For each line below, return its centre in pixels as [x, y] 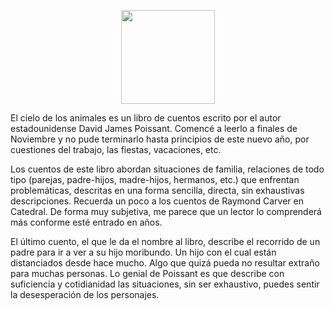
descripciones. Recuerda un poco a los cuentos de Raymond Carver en [157, 201]
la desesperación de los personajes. [85, 294]
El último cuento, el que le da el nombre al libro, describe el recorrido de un [165, 241]
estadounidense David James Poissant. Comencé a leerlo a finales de [154, 128]
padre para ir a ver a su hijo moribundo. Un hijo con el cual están [143, 252]
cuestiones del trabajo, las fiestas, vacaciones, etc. [116, 149]
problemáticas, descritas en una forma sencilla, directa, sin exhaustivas [157, 190]
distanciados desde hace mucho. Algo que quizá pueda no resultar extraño [165, 263]
